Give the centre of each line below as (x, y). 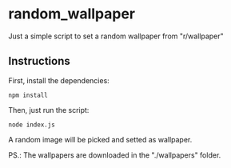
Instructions (39, 61)
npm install (28, 95)
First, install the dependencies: (59, 80)
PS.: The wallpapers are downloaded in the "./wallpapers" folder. (115, 155)
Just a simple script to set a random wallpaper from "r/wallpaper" (116, 36)
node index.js (32, 125)
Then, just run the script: (49, 110)
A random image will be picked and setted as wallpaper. (100, 139)
